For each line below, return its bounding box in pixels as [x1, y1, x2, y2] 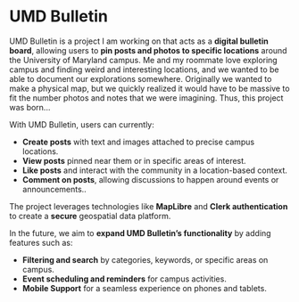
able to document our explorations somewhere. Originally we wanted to [9, 73, 272, 84]
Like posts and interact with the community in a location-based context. [21, 165, 288, 175]
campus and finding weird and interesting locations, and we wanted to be [9, 64, 279, 75]
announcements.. [21, 184, 87, 194]
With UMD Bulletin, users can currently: [9, 118, 154, 130]
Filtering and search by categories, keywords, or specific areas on [21, 254, 269, 265]
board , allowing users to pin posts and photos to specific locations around [9, 45, 287, 55]
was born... [9, 102, 51, 112]
